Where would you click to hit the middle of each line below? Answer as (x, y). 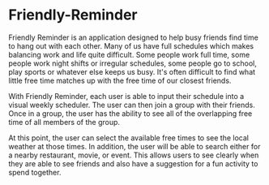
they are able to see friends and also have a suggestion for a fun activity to (133, 163)
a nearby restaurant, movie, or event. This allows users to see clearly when (134, 155)
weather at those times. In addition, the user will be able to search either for (134, 146)
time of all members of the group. (64, 122)
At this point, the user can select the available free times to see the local (129, 138)
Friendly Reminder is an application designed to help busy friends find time (134, 37)
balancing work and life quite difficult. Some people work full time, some (129, 54)
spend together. (35, 172)
